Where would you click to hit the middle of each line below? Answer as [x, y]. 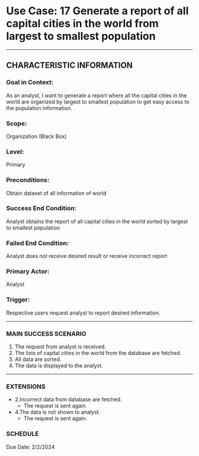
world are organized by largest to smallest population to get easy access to [98, 102]
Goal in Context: [30, 83]
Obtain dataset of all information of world [56, 193]
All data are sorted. [38, 359]
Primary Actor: [28, 272]
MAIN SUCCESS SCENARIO [46, 334]
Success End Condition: [41, 208]
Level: [15, 152]
